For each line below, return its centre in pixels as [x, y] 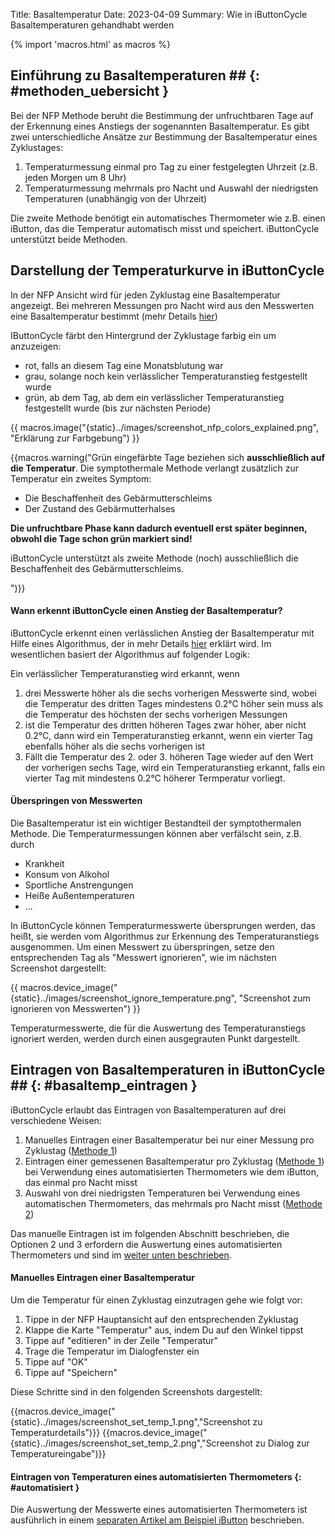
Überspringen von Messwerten [76, 801]
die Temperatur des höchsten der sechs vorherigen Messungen [156, 714]
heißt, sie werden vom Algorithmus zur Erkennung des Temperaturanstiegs [165, 936]
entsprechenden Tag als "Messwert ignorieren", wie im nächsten [143, 958]
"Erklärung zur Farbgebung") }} [75, 438]
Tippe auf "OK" [56, 1362]
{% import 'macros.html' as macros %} [90, 44]
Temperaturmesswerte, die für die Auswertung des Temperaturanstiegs [158, 1028]
